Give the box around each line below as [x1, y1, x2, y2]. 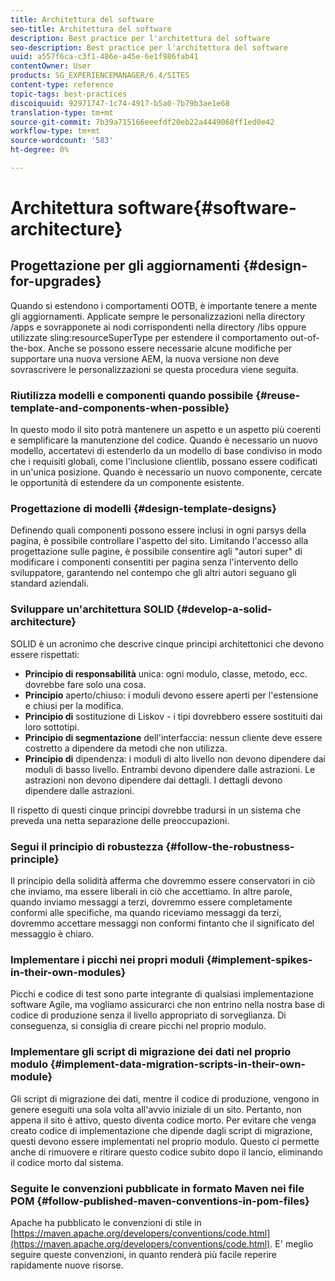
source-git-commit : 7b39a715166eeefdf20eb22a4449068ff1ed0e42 [10, 117, 275, 127]
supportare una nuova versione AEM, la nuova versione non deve [10, 352, 280, 365]
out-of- [289, 331, 320, 343]
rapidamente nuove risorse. [10, 1259, 124, 1271]
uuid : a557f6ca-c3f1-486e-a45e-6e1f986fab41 [10, 52, 199, 62]
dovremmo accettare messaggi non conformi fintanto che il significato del [10, 917, 315, 930]
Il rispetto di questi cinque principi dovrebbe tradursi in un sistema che [10, 804, 302, 816]
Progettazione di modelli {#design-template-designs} [10, 502, 277, 516]
